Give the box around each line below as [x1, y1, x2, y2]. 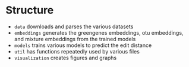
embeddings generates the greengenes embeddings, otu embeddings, [14, 29, 184, 36]
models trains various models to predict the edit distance [14, 42, 152, 49]
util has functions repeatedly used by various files [14, 48, 140, 55]
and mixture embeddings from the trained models [14, 35, 136, 42]
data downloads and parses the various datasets [14, 23, 134, 30]
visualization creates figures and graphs [14, 54, 117, 61]
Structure [5, 4, 54, 17]
